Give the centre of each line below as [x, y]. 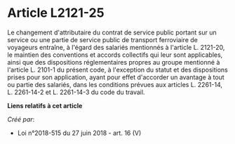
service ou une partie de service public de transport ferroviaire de [102, 39]
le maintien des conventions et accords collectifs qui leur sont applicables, [115, 55]
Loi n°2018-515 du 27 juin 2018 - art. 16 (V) [79, 133]
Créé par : [21, 119]
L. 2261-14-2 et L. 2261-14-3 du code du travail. [76, 92]
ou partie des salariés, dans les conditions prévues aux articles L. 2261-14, [115, 84]
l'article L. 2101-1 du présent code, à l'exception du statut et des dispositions [117, 70]
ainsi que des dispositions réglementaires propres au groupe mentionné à [114, 62]
